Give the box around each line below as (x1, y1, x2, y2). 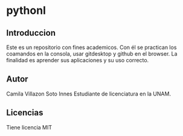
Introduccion (6, 28, 56, 38)
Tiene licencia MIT (6, 123, 53, 131)
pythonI (6, 4, 47, 18)
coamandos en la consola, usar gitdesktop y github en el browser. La (6, 50, 178, 57)
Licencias (6, 108, 43, 118)
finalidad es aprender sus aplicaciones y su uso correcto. (6, 57, 149, 63)
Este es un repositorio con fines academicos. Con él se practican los (6, 44, 177, 51)
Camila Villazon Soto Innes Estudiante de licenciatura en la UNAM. (6, 90, 171, 97)
